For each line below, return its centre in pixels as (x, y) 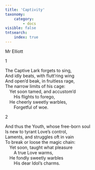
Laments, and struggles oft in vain (40, 137)
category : (24, 19)
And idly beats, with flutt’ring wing (40, 76)
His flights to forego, (34, 96)
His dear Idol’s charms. (37, 163)
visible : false (21, 28)
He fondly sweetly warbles (36, 158)
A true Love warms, (34, 152)
